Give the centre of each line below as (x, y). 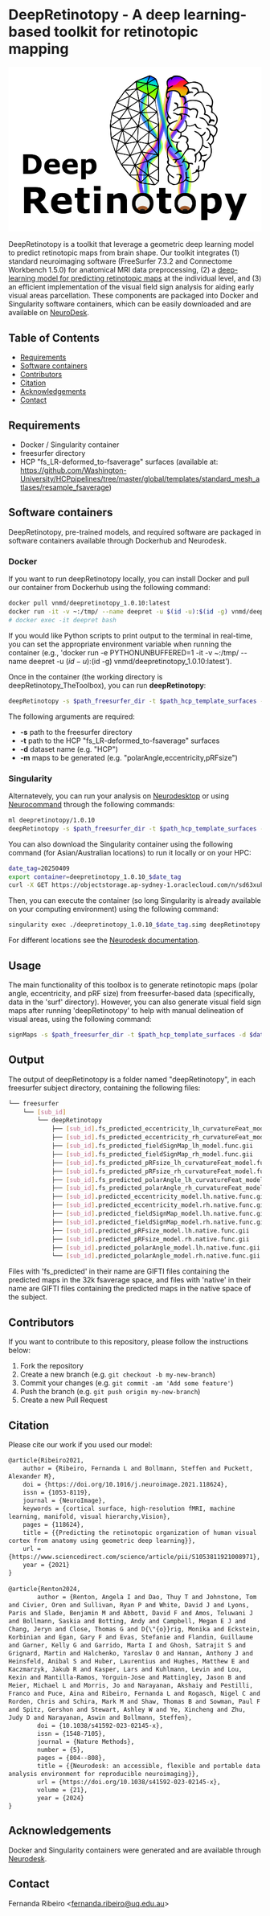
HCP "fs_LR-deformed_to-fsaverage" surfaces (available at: (119, 462)
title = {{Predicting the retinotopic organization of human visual (140, 1532)
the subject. (28, 1297)
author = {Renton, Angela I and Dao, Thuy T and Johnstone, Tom (147, 1597)
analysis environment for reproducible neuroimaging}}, (104, 1774)
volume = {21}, (63, 1790)
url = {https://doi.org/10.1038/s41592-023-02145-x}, (129, 1782)
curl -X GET (28, 885)
